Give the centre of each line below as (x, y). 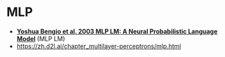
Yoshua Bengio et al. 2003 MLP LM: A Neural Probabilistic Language (117, 31)
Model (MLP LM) (41, 38)
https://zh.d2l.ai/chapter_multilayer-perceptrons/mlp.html (99, 46)
